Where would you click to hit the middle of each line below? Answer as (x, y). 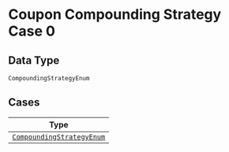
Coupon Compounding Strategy (115, 15)
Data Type (34, 60)
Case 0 (32, 31)
